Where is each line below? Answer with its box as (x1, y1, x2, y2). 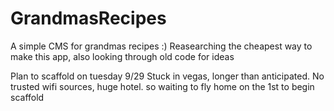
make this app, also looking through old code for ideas (10, 50, 235, 62)
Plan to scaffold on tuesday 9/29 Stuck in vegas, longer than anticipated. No (10, 70, 325, 82)
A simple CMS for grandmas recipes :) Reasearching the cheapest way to (10, 40, 313, 52)
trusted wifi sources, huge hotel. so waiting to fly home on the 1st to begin (10, 80, 315, 92)
